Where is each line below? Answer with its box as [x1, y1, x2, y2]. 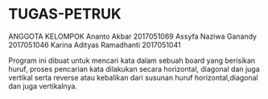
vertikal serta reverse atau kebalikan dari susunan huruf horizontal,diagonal [8, 72, 259, 82]
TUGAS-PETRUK [8, 5, 122, 23]
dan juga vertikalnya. [8, 81, 78, 91]
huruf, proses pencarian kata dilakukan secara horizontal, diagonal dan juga [8, 64, 260, 73]
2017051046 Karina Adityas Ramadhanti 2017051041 [8, 39, 181, 49]
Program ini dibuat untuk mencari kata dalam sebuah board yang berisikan [8, 56, 256, 65]
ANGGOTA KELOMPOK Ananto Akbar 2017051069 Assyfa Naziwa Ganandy [8, 31, 258, 41]
